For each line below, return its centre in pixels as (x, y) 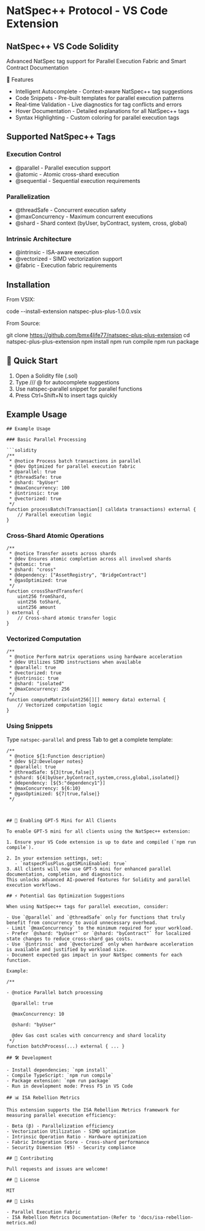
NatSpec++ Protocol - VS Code (87, 11)
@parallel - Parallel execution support (63, 168)
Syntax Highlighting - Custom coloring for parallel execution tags (97, 118)
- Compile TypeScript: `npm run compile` (60, 1075)
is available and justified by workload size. (67, 949)
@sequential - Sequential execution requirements (78, 181)
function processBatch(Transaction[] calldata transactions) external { (101, 509)
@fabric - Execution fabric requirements (66, 265)
